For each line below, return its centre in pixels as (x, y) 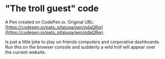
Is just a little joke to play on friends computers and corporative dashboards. (83, 41)
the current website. (26, 52)
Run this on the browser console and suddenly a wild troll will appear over (80, 47)
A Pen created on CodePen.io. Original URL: (50, 22)
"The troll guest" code (52, 9)
